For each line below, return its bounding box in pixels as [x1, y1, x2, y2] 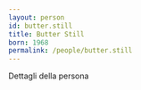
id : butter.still [8, 21, 73, 30]
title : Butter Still [8, 29, 86, 38]
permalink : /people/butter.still [8, 46, 133, 55]
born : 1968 [8, 37, 49, 47]
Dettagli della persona [8, 70, 89, 81]
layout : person [8, 12, 65, 22]
